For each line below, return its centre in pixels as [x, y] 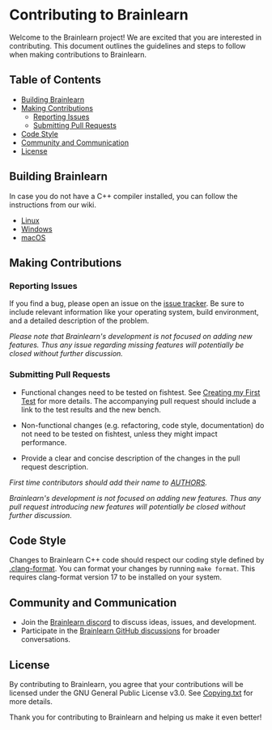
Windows [36, 229]
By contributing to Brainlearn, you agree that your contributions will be [126, 684]
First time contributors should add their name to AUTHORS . [108, 482]
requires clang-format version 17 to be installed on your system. [115, 577]
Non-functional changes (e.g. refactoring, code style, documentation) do [142, 425]
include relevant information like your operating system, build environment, [134, 312]
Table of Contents [55, 80]
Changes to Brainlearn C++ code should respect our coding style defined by [137, 560]
